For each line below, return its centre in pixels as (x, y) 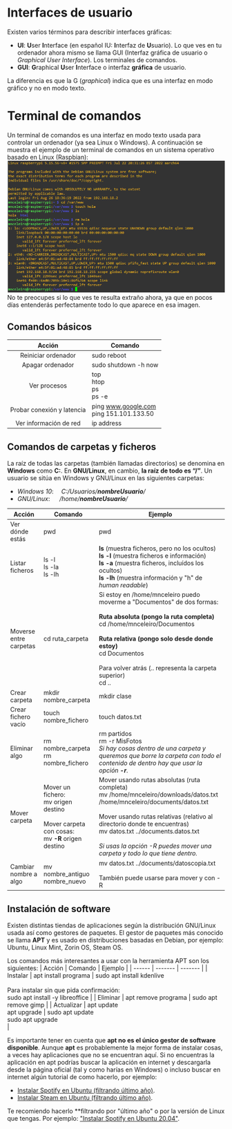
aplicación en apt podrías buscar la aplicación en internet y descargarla (109, 1063)
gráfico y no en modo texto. (47, 88)
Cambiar (22, 867)
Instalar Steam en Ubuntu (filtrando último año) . (85, 1098)
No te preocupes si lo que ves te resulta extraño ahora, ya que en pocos (110, 298)
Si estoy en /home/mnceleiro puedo (149, 595)
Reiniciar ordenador (48, 355)
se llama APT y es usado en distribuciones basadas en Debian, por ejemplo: (116, 940)
